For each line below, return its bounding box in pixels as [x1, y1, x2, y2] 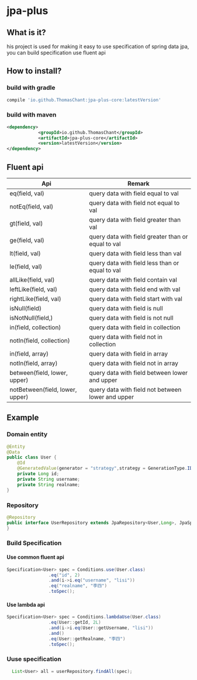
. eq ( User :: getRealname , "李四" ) [48, 635, 126, 642]
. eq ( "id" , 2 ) [48, 572, 81, 578]
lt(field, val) [9, 250, 42, 258]
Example [6, 413, 39, 423]
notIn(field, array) [9, 359, 58, 367]
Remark [127, 180, 150, 188]
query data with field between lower [89, 369, 188, 377]
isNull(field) [9, 305, 42, 313]
